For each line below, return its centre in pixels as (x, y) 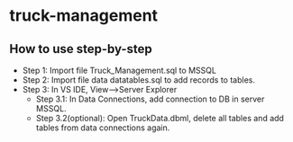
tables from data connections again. (103, 128)
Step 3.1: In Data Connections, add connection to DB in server (150, 99)
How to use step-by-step (81, 49)
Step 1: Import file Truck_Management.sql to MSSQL (119, 70)
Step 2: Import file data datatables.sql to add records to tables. (138, 80)
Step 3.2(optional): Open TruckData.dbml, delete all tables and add (160, 118)
